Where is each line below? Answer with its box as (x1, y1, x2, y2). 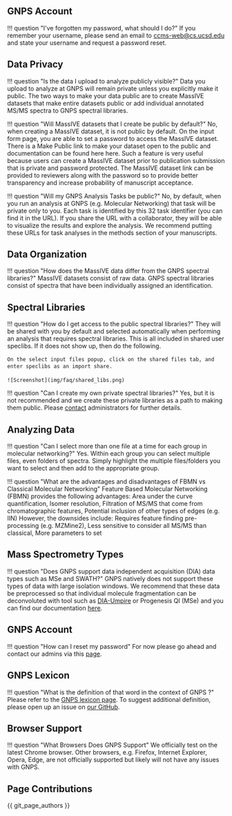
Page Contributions (7, 783, 93, 795)
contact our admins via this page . (7, 649, 102, 658)
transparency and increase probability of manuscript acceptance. (7, 178, 193, 187)
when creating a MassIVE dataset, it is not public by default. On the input (7, 127, 214, 135)
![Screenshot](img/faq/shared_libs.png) (7, 377, 126, 384)
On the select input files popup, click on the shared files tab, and (7, 356, 215, 363)
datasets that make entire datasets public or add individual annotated (7, 99, 204, 107)
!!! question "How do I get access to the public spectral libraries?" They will (7, 320, 221, 328)
